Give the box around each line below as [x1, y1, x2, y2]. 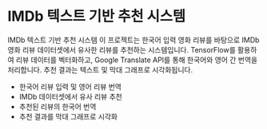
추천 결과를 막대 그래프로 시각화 [18, 111, 118, 121]
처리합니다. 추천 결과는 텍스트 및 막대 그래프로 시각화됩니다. [7, 64, 193, 74]
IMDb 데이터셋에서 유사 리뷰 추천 [18, 92, 123, 101]
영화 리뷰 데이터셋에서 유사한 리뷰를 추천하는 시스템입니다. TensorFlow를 [7, 45, 237, 54]
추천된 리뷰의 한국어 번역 [18, 101, 97, 111]
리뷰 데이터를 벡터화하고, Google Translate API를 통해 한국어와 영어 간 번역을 [15, 55, 257, 64]
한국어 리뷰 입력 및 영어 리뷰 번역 [18, 81, 122, 92]
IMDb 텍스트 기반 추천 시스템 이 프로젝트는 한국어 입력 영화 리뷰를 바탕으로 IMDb [7, 35, 260, 45]
